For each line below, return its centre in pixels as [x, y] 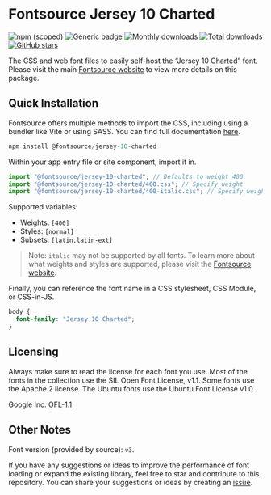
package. [24, 78]
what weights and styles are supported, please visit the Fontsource [140, 264]
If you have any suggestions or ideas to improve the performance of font [129, 465]
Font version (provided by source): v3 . [71, 449]
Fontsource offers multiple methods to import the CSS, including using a [128, 123]
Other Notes [40, 430]
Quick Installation [54, 103]
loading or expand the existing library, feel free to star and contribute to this [134, 473]
